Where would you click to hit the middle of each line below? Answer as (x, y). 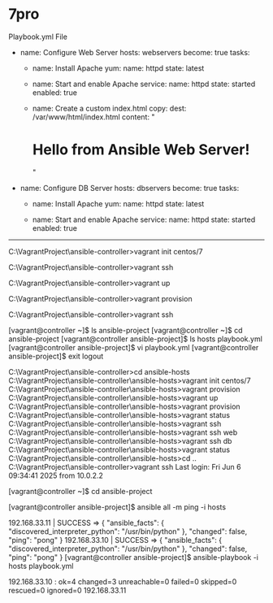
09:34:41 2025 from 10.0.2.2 (56, 475)
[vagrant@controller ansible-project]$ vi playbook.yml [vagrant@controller (134, 347)
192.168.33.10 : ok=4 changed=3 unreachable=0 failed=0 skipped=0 (123, 581)
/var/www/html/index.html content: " (93, 117)
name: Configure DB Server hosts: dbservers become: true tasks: (130, 188)
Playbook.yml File (38, 37)
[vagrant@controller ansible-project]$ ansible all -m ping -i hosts (117, 507)
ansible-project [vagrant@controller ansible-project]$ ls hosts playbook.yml (135, 339)
